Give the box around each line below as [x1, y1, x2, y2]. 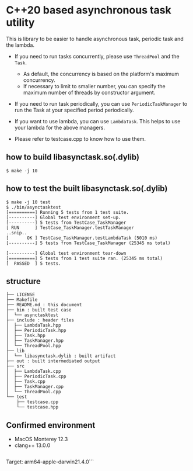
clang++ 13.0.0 [14, 442, 51, 449]
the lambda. [6, 41, 35, 49]
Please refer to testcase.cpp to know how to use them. [14, 135, 146, 142]
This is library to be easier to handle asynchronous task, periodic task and [6, 35, 184, 42]
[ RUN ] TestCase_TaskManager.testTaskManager [6, 224, 134, 231]
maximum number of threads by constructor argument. [23, 89, 156, 96]
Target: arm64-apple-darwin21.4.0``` [6, 458, 94, 465]
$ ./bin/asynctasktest [6, 204, 61, 210]
